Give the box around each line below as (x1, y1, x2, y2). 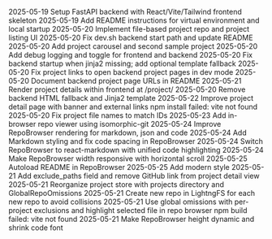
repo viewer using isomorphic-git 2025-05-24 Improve (37, 119, 222, 128)
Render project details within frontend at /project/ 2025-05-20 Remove (8, 85, 246, 94)
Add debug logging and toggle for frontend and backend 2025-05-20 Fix (8, 50, 253, 59)
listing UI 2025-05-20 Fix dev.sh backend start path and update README (8, 33, 253, 42)
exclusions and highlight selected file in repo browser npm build (33, 206, 248, 215)
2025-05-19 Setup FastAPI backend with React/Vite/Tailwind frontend (8, 7, 242, 16)
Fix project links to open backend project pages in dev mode (31, 67, 234, 76)
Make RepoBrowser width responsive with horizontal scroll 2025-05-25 (8, 154, 248, 163)
